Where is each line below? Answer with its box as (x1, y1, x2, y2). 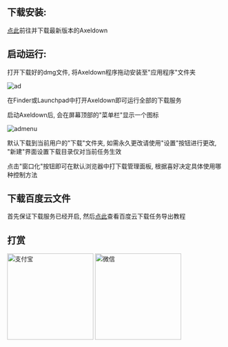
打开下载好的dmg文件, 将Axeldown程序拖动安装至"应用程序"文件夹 (7, 68, 196, 76)
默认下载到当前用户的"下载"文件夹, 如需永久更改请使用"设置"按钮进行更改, (7, 139, 217, 147)
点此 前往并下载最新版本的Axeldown (7, 26, 108, 34)
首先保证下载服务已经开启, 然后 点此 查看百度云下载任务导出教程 (7, 212, 186, 221)
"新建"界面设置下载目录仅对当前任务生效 (7, 147, 122, 155)
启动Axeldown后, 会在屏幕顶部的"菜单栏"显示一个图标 (7, 110, 159, 119)
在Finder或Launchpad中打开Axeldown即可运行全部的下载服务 (7, 96, 182, 104)
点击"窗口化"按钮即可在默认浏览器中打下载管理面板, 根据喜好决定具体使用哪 (7, 161, 222, 170)
